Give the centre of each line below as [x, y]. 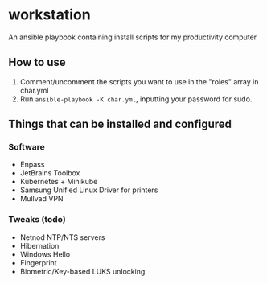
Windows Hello [45, 254]
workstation [49, 15]
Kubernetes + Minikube [59, 182]
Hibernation [39, 245]
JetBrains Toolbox [50, 173]
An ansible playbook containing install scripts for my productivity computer [133, 37]
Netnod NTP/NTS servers [62, 237]
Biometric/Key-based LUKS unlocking [82, 271]
